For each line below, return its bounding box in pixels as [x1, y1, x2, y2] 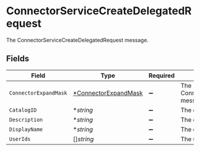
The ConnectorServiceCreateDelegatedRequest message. [6, 36, 149, 43]
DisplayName [9, 126, 43, 133]
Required [148, 71, 175, 80]
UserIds [9, 136, 31, 142]
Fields [6, 54, 30, 64]
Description [9, 116, 43, 123]
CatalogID [9, 106, 37, 114]
